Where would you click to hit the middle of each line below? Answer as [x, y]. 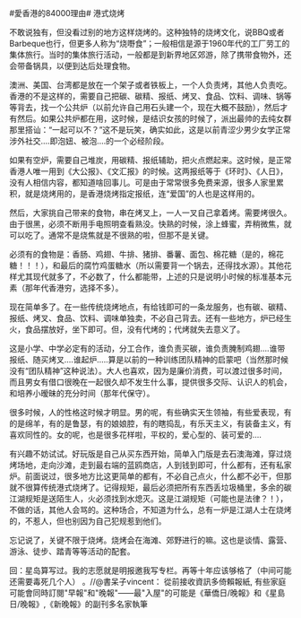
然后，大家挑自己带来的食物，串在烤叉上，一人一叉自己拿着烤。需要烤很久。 [150, 213]
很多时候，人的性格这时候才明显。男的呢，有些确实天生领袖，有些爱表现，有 [150, 412]
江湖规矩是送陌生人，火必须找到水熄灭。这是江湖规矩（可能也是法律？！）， [149, 499]
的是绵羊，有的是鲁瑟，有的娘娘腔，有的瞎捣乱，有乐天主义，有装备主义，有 [150, 423]
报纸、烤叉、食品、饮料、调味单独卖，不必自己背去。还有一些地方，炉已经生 [150, 318]
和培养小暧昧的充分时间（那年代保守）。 [82, 393]
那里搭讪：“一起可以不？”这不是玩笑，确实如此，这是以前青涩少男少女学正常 [150, 130]
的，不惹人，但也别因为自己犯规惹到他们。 [88, 521]
